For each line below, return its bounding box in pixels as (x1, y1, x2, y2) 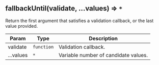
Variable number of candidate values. (58, 51, 148, 58)
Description (89, 35, 118, 42)
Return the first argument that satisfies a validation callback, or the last (5, 18, 154, 24)
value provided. (5, 23, 38, 29)
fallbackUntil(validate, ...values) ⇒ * (5, 4, 123, 13)
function (32, 44, 54, 50)
